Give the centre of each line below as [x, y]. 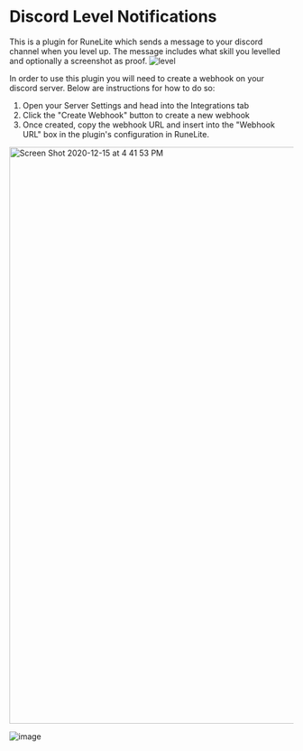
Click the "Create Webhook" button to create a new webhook [136, 115]
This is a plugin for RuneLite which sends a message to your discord [136, 42]
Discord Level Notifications [113, 17]
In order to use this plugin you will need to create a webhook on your [137, 78]
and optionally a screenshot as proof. [78, 61]
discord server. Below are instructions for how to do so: [112, 88]
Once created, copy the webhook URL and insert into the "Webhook [148, 125]
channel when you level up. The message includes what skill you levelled [145, 51]
